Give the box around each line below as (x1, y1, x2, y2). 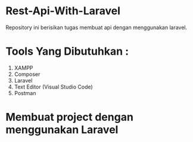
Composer (14, 70, 41, 78)
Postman (14, 89, 36, 96)
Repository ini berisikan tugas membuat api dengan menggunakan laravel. (5, 24, 188, 31)
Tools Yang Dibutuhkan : (5, 45, 129, 58)
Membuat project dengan (5, 111, 133, 124)
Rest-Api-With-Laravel (5, 4, 120, 18)
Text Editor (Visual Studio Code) (14, 83, 93, 90)
